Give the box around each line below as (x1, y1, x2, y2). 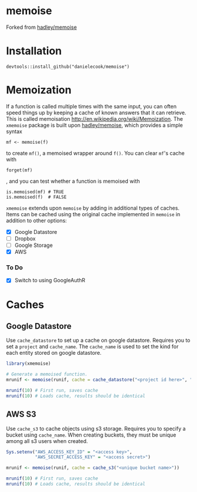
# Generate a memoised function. (6, 371, 88, 378)
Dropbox (14, 235, 36, 242)
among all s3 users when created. (6, 437, 88, 444)
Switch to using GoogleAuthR (14, 277, 86, 284)
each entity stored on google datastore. (6, 349, 101, 356)
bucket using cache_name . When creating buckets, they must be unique (6, 431, 176, 438)
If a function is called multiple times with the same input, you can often (6, 103, 177, 110)
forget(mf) (6, 167, 33, 173)
